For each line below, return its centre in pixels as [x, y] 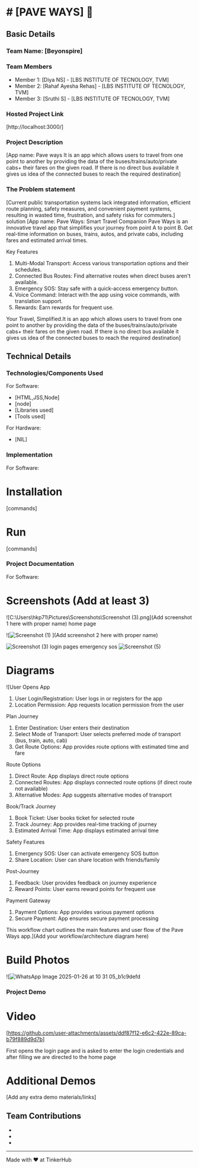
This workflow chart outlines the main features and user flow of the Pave [95, 930]
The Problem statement [41, 189]
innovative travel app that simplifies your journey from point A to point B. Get [99, 227]
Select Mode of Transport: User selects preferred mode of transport [98, 734]
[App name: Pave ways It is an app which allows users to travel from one [95, 155]
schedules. [28, 269]
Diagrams [31, 670]
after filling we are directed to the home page [61, 1057]
